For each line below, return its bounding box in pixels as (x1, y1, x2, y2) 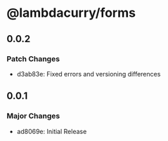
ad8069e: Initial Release (16, 127, 87, 135)
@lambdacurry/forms (6, 5, 136, 21)
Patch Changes (6, 54, 60, 64)
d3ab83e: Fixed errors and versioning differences (16, 69, 161, 78)
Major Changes (6, 111, 60, 121)
